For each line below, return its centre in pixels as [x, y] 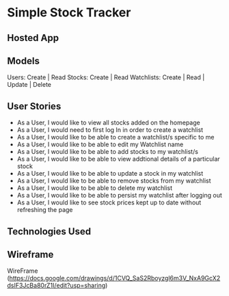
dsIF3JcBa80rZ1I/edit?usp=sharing [56, 286]
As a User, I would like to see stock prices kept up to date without [109, 202]
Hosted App [33, 38]
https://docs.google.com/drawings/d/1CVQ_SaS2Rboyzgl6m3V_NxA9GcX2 [115, 278]
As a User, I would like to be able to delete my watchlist [95, 188]
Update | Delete [29, 85]
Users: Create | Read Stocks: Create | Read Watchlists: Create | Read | [106, 77]
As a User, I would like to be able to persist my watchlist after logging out [119, 196]
